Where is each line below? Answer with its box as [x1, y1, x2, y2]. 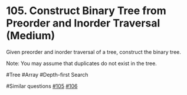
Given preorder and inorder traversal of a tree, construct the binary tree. [6, 48, 181, 55]
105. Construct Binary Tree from [6, 4, 166, 18]
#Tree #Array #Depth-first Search [6, 71, 88, 78]
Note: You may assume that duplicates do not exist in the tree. [6, 60, 158, 67]
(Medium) [6, 29, 55, 42]
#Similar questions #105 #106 [6, 82, 78, 89]
